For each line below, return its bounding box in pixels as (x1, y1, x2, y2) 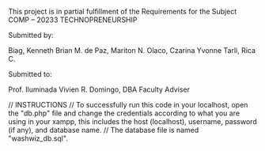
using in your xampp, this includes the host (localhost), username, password (8, 117, 257, 126)
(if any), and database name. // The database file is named (8, 126, 199, 134)
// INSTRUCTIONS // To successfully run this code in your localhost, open (8, 100, 248, 109)
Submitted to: (8, 70, 53, 78)
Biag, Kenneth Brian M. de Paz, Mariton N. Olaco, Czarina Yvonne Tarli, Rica (8, 46, 256, 55)
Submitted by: (8, 31, 54, 40)
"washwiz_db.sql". (8, 134, 69, 143)
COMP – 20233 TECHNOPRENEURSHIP (8, 15, 138, 25)
